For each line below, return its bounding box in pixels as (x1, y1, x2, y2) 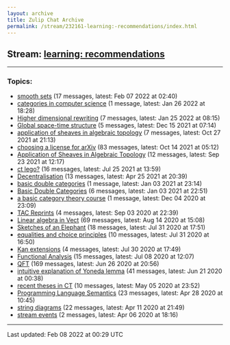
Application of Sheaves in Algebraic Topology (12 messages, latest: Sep (16, 150, 220, 158)
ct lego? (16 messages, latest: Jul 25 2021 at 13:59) (16, 165, 162, 174)
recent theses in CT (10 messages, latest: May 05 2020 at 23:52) (16, 282, 201, 290)
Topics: (7, 77, 33, 86)
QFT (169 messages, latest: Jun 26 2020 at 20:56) (16, 260, 159, 268)
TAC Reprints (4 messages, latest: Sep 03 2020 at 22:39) (16, 209, 179, 217)
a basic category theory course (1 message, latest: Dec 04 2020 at (16, 194, 206, 202)
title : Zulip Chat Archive (7, 16, 84, 23)
